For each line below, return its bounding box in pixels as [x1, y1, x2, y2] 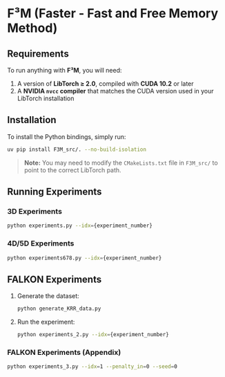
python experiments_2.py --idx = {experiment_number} [17, 331, 169, 338]
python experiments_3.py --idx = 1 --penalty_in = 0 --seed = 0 [7, 363, 177, 370]
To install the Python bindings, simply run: [7, 132, 126, 140]
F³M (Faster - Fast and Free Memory [7, 6, 219, 21]
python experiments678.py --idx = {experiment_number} [7, 255, 162, 261]
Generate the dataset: [17, 292, 79, 300]
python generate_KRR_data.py [17, 305, 101, 313]
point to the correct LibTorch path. [23, 165, 122, 174]
